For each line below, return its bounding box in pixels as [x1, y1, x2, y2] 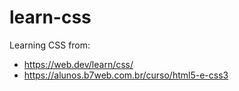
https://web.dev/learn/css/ [23, 58, 134, 70]
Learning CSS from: [9, 39, 91, 51]
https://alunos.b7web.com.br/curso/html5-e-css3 [23, 69, 229, 81]
